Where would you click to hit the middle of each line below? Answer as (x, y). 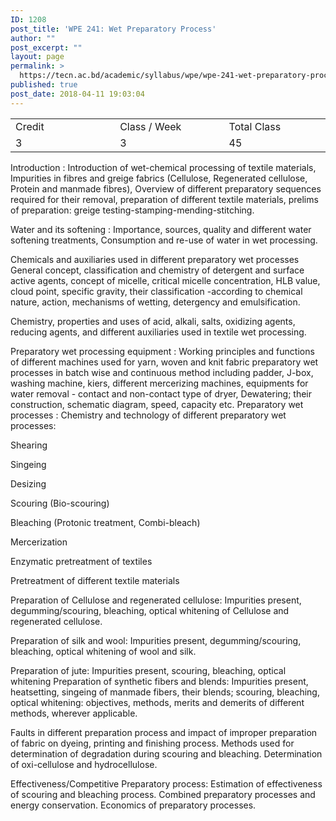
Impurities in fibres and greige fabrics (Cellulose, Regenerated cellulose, (159, 178)
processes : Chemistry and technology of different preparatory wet (148, 415)
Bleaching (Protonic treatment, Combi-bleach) (105, 522)
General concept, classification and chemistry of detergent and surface (157, 270)
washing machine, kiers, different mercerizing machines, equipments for (159, 383)
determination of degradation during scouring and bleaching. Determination (166, 753)
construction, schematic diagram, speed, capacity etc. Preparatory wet (157, 404)
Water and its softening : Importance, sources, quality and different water (161, 229)
